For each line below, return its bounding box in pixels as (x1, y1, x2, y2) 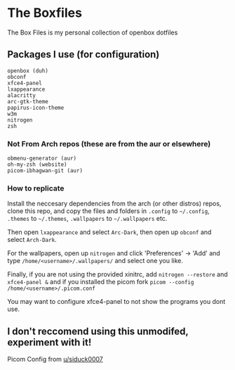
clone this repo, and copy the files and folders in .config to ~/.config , (7, 207, 210, 215)
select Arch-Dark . (7, 236, 58, 244)
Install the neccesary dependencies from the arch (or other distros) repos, (7, 199, 222, 208)
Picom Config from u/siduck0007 (7, 355, 104, 364)
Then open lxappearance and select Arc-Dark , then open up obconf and (7, 228, 212, 236)
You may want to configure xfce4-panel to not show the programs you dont (7, 298, 226, 306)
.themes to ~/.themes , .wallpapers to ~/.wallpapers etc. (7, 215, 168, 223)
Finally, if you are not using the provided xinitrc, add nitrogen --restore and (7, 270, 228, 279)
